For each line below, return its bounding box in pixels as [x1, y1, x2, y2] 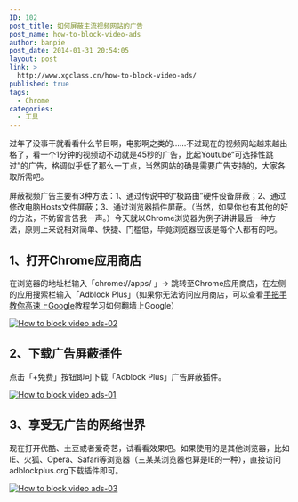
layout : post [9, 54, 58, 63]
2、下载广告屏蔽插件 [9, 346, 123, 361]
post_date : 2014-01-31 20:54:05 [9, 46, 129, 55]
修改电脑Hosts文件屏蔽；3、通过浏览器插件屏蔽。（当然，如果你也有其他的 [9, 202, 281, 212]
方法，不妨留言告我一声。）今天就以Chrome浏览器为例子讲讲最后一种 [16, 213, 269, 224]
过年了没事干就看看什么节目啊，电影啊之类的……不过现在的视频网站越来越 [9, 138, 280, 149]
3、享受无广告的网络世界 [9, 417, 146, 432]
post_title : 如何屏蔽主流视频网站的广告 [9, 21, 144, 30]
